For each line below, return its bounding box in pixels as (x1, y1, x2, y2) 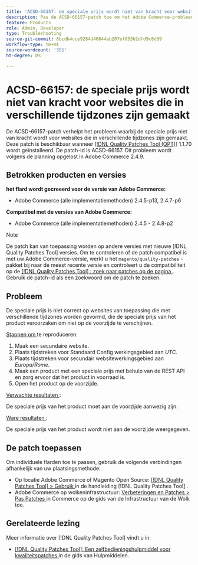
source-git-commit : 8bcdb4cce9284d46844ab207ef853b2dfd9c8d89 (6, 36, 162, 42)
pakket (6, 262, 23, 269)
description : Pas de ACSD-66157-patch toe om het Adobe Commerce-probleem (6, 14, 194, 20)
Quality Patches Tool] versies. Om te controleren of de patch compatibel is (6, 249, 187, 256)
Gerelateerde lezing (6, 518, 80, 528)
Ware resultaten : (6, 414, 48, 422)
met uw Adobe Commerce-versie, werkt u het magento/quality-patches (6, 255, 180, 263)
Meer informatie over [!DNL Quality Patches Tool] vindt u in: (6, 534, 151, 541)
